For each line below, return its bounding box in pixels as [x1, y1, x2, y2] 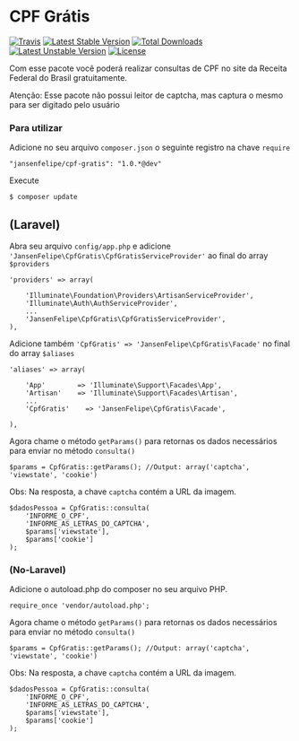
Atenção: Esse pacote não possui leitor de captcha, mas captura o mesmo [9, 90, 284, 100]
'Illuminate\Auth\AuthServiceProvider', [25, 299, 178, 309]
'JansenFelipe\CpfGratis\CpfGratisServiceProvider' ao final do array [9, 250, 269, 261]
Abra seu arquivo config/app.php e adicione [9, 240, 172, 252]
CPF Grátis [9, 6, 90, 27]
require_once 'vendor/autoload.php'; [9, 601, 150, 611]
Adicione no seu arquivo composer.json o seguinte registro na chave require [9, 142, 291, 153]
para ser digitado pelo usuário [9, 99, 121, 109]
